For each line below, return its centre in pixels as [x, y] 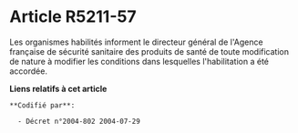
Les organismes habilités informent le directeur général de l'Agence [136, 42]
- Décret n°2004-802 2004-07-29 [79, 121]
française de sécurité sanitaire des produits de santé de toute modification [149, 51]
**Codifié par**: [42, 105]
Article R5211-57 [73, 17]
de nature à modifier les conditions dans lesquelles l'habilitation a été [139, 61]
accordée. [29, 71]
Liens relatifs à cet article [58, 88]
